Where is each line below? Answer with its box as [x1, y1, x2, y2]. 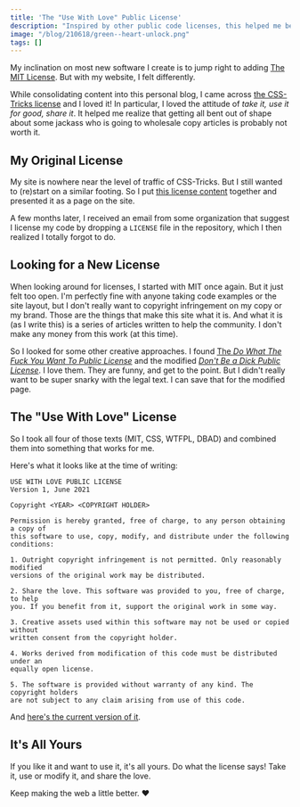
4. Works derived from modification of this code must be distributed [10, 648, 278, 658]
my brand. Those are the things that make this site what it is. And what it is [10, 309, 283, 320]
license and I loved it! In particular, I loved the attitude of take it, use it [35, 99, 289, 110]
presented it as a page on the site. [10, 195, 135, 206]
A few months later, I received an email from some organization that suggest [10, 213, 290, 224]
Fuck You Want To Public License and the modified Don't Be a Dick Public [10, 355, 281, 366]
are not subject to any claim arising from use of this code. [10, 696, 246, 704]
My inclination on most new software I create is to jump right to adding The [10, 62, 286, 73]
